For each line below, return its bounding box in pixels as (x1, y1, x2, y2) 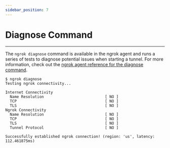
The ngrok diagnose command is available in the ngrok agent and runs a (5, 51, 155, 57)
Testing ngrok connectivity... (5, 81, 71, 86)
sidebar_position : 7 (5, 7, 49, 13)
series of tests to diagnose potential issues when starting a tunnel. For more (5, 56, 163, 62)
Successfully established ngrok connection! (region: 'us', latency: (5, 134, 155, 139)
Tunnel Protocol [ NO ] (10, 125, 119, 130)
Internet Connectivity (5, 89, 53, 95)
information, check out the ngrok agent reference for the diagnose (5, 61, 144, 67)
